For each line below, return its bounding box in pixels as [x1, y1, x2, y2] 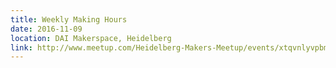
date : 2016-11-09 [10, 24, 83, 34]
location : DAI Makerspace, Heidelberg [10, 33, 172, 43]
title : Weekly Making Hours [10, 14, 128, 25]
